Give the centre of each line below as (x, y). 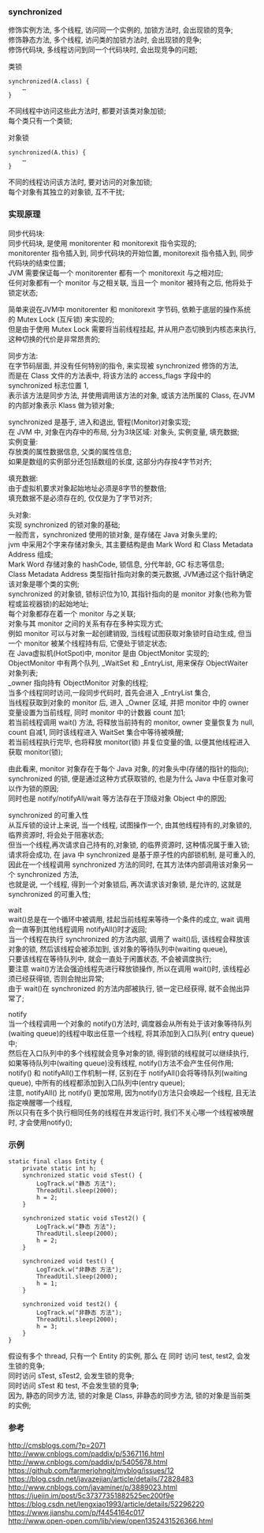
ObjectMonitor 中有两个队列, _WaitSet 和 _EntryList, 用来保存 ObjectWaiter (128, 663)
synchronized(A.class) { (49, 81)
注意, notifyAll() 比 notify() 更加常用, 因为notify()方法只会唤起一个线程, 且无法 (132, 1092)
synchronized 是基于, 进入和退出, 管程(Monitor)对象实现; (100, 422)
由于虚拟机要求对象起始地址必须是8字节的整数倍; (87, 488)
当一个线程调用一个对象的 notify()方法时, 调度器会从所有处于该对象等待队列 (130, 1023)
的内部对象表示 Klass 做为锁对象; (61, 405)
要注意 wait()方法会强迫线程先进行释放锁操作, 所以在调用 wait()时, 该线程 (126, 968)
